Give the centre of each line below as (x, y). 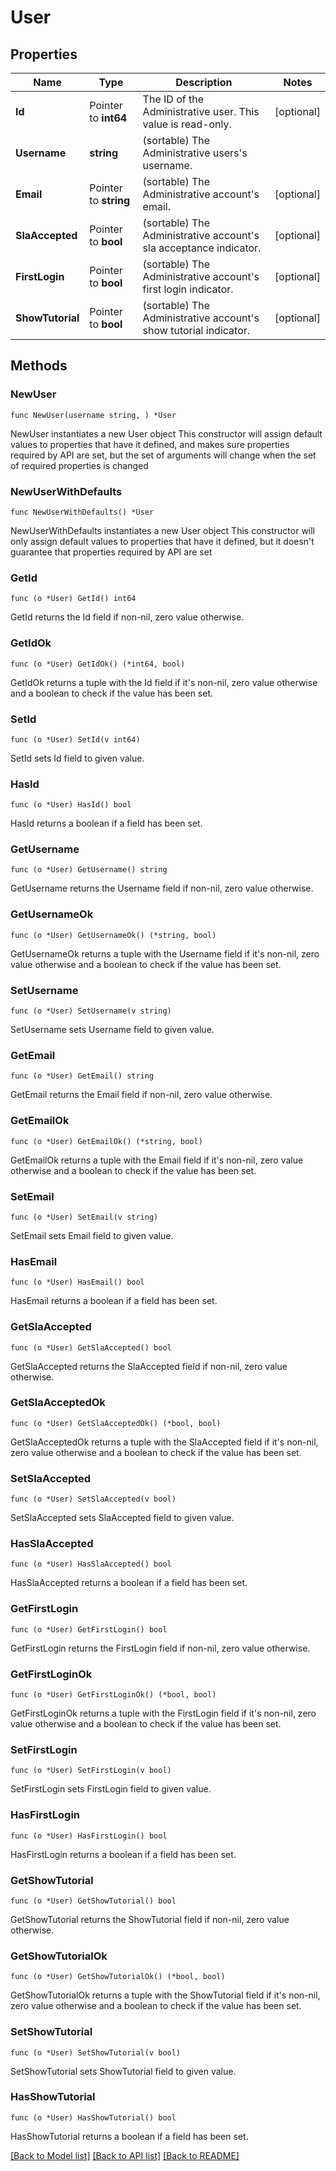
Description (204, 82)
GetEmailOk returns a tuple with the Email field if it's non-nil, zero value (157, 1160)
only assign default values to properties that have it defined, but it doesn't (162, 541)
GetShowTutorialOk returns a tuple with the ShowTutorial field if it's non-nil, (165, 1995)
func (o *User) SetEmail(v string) (84, 1217)
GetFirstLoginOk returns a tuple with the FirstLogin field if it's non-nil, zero (163, 1713)
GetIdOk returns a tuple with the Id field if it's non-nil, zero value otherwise (164, 682)
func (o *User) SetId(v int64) (75, 739)
